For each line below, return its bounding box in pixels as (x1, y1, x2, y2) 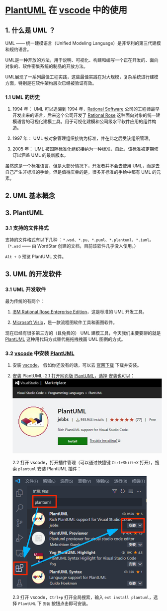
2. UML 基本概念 (5, 191, 56, 200)
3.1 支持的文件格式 (5, 225, 49, 231)
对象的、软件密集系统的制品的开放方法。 (5, 63, 88, 69)
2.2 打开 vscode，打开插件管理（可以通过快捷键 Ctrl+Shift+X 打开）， (12, 460, 155, 466)
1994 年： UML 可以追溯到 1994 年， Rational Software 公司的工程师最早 (12, 106, 160, 112)
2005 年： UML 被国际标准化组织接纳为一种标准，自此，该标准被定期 (12, 146, 155, 152)
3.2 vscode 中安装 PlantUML (5, 350, 75, 357)
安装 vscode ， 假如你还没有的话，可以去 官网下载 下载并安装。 (12, 362, 142, 368)
